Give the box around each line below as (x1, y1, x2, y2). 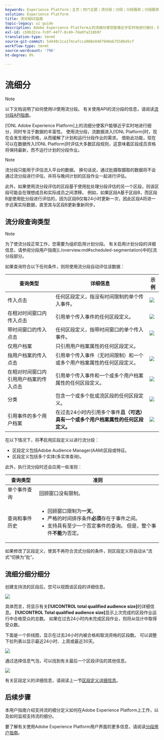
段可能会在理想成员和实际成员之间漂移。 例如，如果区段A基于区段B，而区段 (5, 189, 158, 196)
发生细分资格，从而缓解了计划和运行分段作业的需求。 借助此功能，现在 (13, 135, 156, 141)
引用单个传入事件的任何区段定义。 (55, 314, 134, 321)
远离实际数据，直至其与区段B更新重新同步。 (9, 202, 98, 208)
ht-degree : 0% (5, 52, 34, 58)
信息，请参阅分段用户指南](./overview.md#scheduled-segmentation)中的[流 (5, 247, 157, 253)
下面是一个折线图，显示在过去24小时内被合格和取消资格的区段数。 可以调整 (5, 632, 157, 638)
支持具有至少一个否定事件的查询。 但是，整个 (47, 522, 152, 529)
